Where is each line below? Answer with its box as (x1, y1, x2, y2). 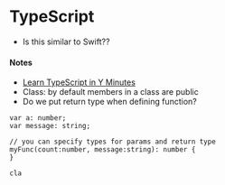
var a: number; (9, 114, 67, 123)
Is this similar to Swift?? (22, 36, 110, 47)
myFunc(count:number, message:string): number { (9, 145, 196, 154)
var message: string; (9, 122, 91, 131)
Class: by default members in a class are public (22, 87, 199, 97)
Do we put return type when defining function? (22, 97, 197, 107)
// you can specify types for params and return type (9, 137, 217, 146)
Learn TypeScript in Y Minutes (22, 77, 136, 88)
